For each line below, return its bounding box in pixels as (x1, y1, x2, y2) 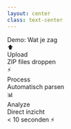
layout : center (7, 10, 51, 17)
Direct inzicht (7, 108, 45, 116)
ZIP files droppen (7, 57, 57, 66)
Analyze (7, 100, 30, 108)
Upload (7, 50, 28, 59)
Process (7, 75, 31, 83)
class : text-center (7, 17, 63, 23)
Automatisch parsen (7, 82, 65, 90)
